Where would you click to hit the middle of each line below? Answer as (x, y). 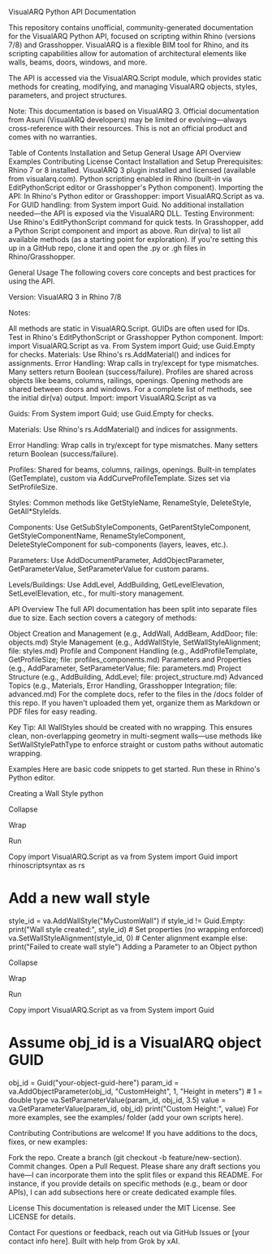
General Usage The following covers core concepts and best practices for (132, 273)
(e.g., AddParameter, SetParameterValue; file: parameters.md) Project (125, 668)
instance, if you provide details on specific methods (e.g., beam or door (128, 1183)
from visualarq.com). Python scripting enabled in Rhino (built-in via (121, 179)
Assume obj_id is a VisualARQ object (135, 1043)
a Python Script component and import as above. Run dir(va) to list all (125, 231)
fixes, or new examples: (48, 1142)
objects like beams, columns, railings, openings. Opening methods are (126, 381)
